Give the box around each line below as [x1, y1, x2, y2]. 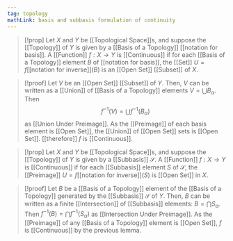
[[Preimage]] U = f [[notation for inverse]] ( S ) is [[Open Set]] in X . [24, 171, 209, 179]
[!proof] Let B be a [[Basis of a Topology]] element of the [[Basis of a [24, 184, 222, 192]
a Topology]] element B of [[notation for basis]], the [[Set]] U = [24, 58, 205, 66]
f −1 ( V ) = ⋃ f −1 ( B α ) [100, 106, 151, 117]
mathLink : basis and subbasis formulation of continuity [7, 17, 176, 24]
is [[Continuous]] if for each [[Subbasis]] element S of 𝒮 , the [24, 163, 198, 171]
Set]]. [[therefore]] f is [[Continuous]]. [24, 134, 134, 142]
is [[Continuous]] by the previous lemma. [24, 226, 142, 234]
